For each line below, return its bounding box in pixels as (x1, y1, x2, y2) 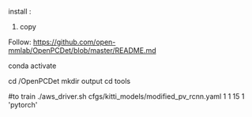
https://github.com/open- (32, 37, 116, 47)
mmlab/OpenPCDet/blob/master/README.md (8, 46, 156, 55)
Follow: (8, 37, 32, 47)
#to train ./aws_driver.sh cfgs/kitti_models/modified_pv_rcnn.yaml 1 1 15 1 (8, 92, 245, 101)
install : (8, 7, 32, 16)
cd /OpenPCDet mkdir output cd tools (8, 77, 131, 85)
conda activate (8, 61, 57, 70)
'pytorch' (8, 100, 38, 109)
